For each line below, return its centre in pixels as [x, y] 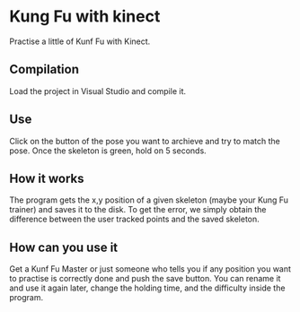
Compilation [44, 69]
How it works [47, 178]
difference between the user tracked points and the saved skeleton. [135, 219]
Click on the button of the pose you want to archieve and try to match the [145, 141]
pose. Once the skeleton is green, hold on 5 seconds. [108, 151]
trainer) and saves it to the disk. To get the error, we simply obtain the [138, 210]
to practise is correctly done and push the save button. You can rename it [145, 279]
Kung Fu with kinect [85, 17]
